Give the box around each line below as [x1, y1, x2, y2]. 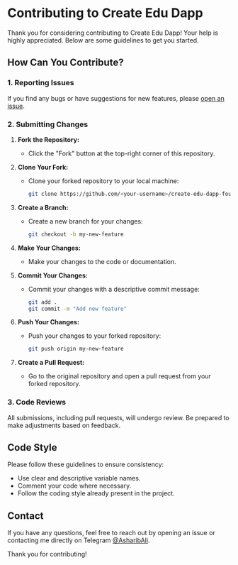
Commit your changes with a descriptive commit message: [28, 285, 200, 293]
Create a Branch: [17, 203, 69, 212]
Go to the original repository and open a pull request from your [28, 372, 211, 380]
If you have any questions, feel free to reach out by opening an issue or [7, 529, 216, 537]
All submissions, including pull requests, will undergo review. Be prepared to [7, 413, 229, 422]
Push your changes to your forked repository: [28, 331, 161, 340]
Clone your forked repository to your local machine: [28, 176, 179, 185]
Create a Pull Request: [17, 358, 85, 367]
